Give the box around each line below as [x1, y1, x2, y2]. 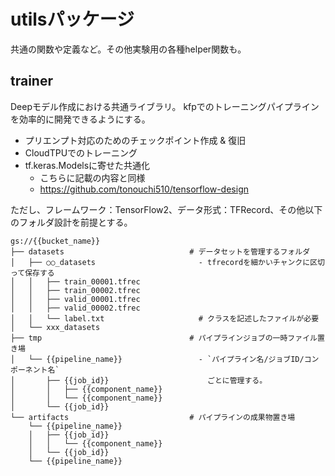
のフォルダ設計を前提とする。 [10, 216, 133, 228]
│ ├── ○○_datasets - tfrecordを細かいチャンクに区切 [10, 257, 325, 267]
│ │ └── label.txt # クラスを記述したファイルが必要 [10, 313, 320, 324]
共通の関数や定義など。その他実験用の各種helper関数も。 [10, 43, 247, 55]
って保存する [10, 268, 55, 278]
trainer [10, 73, 53, 90]
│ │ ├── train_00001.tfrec [10, 276, 141, 287]
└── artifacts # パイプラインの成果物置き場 [10, 412, 296, 422]
